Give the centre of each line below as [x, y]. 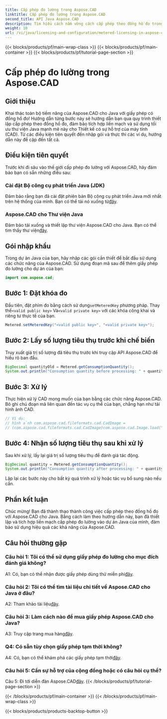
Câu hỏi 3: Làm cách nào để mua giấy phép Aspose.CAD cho [80, 617]
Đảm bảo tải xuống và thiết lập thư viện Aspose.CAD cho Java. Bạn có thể [81, 225]
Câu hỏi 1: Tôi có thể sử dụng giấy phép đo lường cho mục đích [82, 557]
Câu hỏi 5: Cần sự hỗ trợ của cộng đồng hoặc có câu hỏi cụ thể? [83, 670]
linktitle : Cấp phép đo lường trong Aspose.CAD [55, 14]
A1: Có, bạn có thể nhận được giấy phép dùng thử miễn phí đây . [70, 574]
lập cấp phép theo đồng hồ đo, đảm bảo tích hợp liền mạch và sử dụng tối [81, 124]
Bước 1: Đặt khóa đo [37, 293]
